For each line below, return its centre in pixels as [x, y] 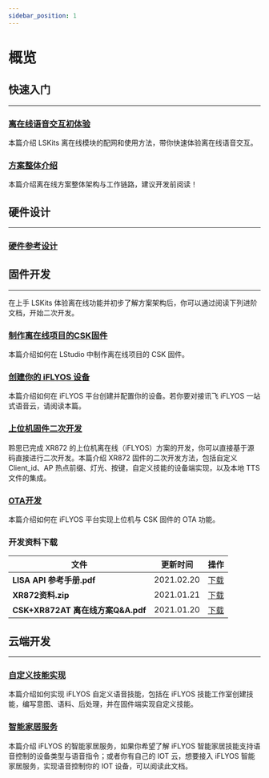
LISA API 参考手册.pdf [54, 580]
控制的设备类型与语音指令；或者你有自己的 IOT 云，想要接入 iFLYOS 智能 [135, 756]
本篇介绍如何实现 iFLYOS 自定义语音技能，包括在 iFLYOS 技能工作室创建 [127, 694]
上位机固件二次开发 [45, 429]
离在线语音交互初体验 [49, 123]
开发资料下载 [33, 542]
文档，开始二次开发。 [43, 312]
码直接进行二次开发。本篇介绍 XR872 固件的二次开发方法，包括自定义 [123, 458]
